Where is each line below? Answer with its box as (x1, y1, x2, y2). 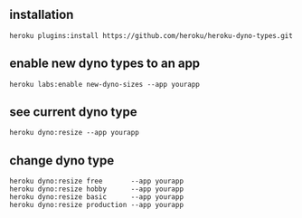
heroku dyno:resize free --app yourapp (9, 176, 184, 186)
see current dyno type (9, 104, 137, 120)
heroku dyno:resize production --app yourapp (9, 201, 184, 210)
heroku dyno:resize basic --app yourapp (9, 193, 184, 202)
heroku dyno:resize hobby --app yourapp (9, 185, 184, 194)
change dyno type (9, 153, 115, 168)
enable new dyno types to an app (9, 56, 201, 71)
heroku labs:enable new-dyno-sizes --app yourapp (9, 80, 201, 89)
